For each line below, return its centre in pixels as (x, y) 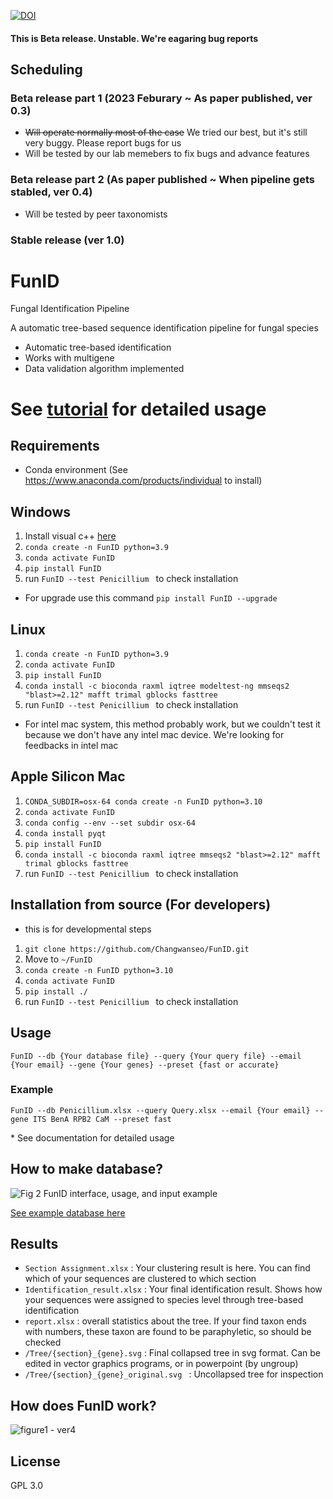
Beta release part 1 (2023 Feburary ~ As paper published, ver (161, 98)
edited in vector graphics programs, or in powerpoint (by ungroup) (161, 1364)
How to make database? (87, 1169)
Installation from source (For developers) (141, 905)
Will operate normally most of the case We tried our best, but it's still (166, 132)
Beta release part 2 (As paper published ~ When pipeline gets (162, 180)
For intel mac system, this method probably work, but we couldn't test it (172, 724)
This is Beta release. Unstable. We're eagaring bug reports (134, 38)
